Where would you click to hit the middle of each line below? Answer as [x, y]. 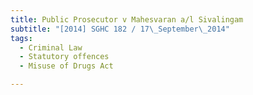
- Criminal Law [51, 47]
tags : [21, 38]
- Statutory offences [64, 57]
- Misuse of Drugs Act [66, 66]
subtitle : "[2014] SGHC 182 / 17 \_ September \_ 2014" [120, 29]
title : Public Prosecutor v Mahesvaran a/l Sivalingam [127, 19]
